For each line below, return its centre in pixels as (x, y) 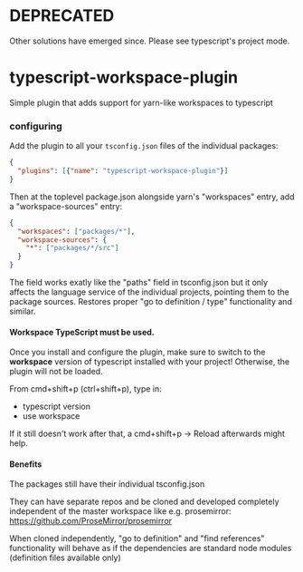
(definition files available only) (66, 557)
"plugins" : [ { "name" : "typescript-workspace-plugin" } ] (123, 171)
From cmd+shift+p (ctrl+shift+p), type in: (86, 389)
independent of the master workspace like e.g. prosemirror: (120, 511)
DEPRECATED (62, 16)
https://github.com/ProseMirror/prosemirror (91, 521)
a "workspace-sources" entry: (66, 206)
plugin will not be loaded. (56, 372)
